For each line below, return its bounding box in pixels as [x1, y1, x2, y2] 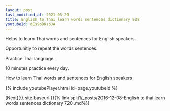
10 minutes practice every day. [5, 65, 70, 71]
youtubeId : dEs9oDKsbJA [5, 21, 56, 27]
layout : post [5, 7, 33, 13]
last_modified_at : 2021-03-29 [5, 12, 70, 17]
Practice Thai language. [5, 55, 55, 62]
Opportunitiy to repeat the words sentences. [5, 45, 98, 51]
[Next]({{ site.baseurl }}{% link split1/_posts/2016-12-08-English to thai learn [5, 95, 165, 101]
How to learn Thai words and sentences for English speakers [5, 75, 133, 81]
